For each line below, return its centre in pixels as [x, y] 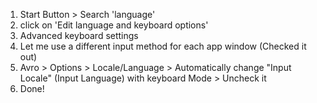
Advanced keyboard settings [79, 35]
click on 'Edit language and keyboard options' [114, 25]
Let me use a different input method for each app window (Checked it [163, 46]
